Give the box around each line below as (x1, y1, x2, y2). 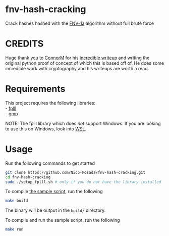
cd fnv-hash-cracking (5, 174, 51, 180)
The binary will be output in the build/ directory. (5, 207, 106, 213)
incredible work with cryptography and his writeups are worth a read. (5, 65, 149, 71)
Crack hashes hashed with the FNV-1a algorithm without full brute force (5, 20, 154, 26)
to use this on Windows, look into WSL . (5, 125, 87, 132)
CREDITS (5, 38, 44, 50)
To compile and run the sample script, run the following (5, 217, 120, 223)
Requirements (5, 83, 66, 95)
